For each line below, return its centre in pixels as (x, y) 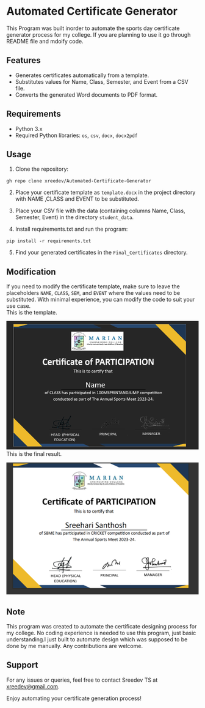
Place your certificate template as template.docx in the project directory (105, 192)
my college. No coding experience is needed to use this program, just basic (101, 633)
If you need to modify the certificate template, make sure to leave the (93, 286)
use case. (19, 306)
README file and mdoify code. (45, 41)
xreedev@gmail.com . (33, 686)
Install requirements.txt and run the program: (71, 229)
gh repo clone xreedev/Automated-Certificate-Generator (79, 181)
